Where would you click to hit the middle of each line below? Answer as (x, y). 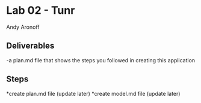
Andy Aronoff (23, 27)
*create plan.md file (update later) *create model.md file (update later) (93, 93)
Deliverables (30, 46)
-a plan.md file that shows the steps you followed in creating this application (101, 60)
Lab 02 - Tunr (41, 10)
